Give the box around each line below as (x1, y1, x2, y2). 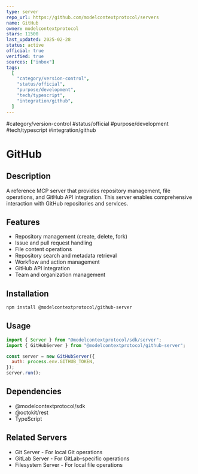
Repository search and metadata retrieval (14, 252, 117, 259)
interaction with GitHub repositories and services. (6, 200, 129, 207)
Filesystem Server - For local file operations (14, 461, 123, 468)
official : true (6, 48, 44, 54)
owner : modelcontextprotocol (6, 25, 79, 32)
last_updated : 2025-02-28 (6, 37, 71, 43)
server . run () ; (6, 370, 42, 376)
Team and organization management (14, 271, 106, 279)
